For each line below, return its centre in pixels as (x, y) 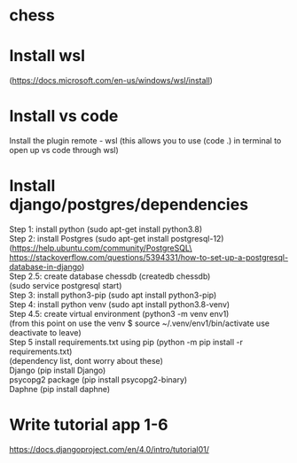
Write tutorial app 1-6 (89, 425)
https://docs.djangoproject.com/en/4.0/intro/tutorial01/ (109, 449)
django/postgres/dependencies (129, 205)
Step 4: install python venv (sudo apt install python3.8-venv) (120, 305)
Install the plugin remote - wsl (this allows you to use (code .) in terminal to (145, 141)
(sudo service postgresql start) (66, 286)
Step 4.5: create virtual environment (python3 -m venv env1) (119, 314)
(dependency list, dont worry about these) (86, 361)
